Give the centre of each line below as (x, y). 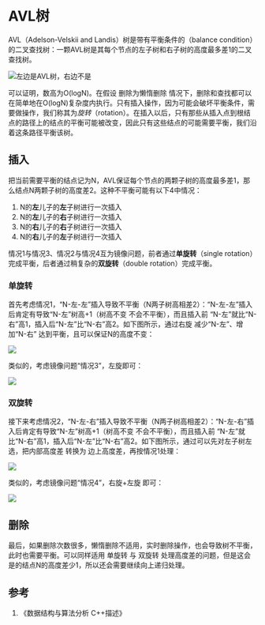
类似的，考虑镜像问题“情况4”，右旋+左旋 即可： (86, 483)
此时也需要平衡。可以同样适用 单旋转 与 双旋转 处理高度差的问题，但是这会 (129, 555)
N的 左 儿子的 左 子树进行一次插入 (71, 207)
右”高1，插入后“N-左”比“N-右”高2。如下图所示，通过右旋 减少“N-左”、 (122, 324)
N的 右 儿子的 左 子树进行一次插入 (71, 236)
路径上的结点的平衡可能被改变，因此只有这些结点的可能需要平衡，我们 (136, 122)
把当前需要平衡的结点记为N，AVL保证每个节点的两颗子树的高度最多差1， (126, 180)
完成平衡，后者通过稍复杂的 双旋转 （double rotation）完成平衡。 (112, 263)
